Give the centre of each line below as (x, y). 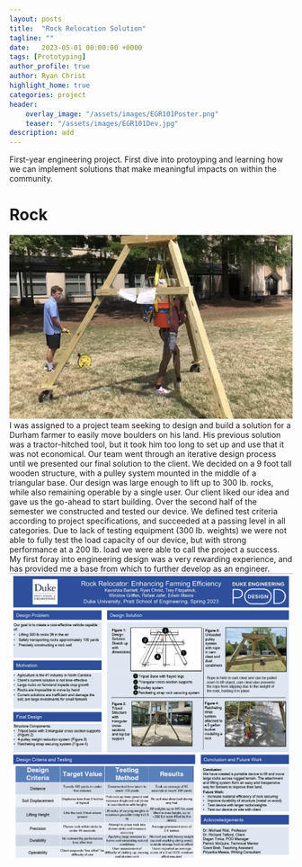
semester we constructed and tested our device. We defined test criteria (144, 511)
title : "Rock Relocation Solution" (78, 28)
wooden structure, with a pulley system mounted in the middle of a (133, 473)
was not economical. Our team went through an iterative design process (143, 453)
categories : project (48, 94)
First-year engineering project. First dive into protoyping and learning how (146, 160)
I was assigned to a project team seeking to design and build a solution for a (150, 425)
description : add (42, 133)
